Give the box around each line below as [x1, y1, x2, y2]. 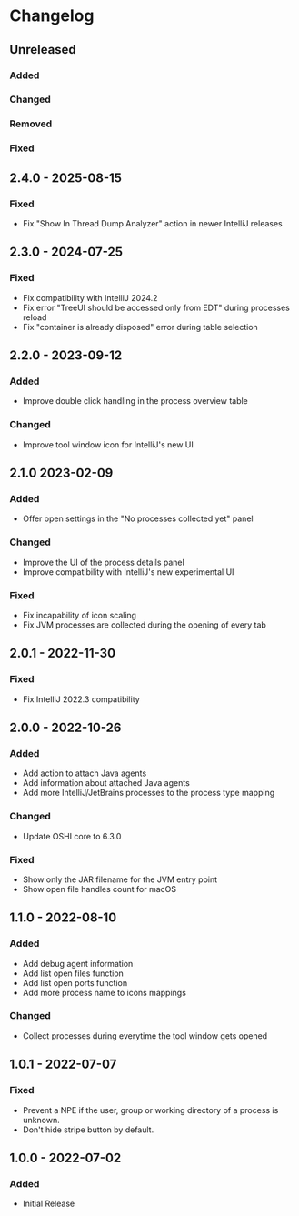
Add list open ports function [22, 977, 128, 988]
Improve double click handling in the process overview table [22, 396, 248, 407]
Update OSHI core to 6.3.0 [22, 830, 122, 841]
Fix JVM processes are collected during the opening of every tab [22, 619, 266, 630]
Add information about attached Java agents [22, 778, 191, 789]
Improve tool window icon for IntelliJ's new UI [22, 438, 194, 450]
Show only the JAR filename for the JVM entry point [22, 874, 218, 885]
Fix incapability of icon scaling [22, 609, 137, 620]
